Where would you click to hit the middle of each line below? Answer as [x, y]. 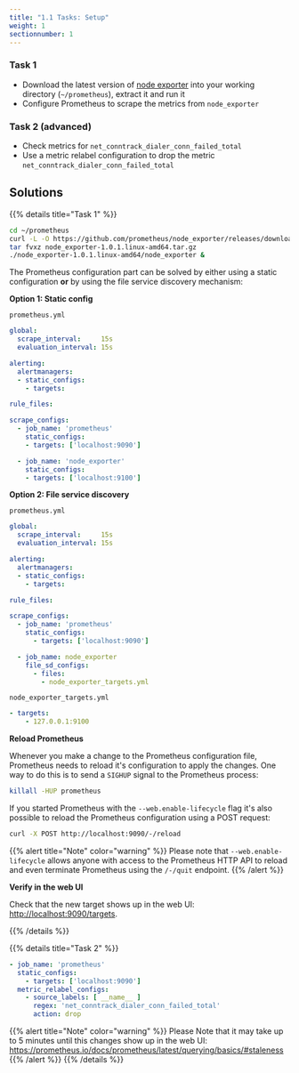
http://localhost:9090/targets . [64, 914]
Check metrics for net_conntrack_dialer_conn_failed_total [132, 145]
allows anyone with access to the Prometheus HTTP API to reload [167, 860]
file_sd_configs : [57, 665]
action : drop [57, 1014]
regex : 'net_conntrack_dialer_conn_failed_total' [126, 1006]
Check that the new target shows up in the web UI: [102, 904]
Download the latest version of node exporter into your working [138, 85]
